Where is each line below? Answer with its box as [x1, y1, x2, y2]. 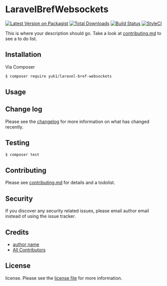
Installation [5, 50, 41, 59]
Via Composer [5, 63, 35, 70]
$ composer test [5, 152, 39, 157]
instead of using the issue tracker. [5, 213, 76, 219]
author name [12, 241, 39, 247]
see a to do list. [5, 36, 37, 42]
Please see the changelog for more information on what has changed [5, 118, 150, 124]
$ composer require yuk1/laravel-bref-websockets [5, 74, 112, 79]
